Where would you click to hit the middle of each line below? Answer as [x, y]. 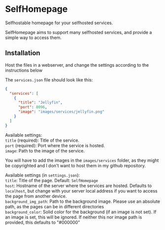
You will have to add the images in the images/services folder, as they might [82, 160]
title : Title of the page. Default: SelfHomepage [52, 180]
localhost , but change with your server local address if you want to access [81, 191]
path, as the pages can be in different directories [55, 206]
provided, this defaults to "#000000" [43, 222]
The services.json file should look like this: [49, 79]
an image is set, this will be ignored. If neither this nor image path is [74, 217]
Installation [23, 53]
